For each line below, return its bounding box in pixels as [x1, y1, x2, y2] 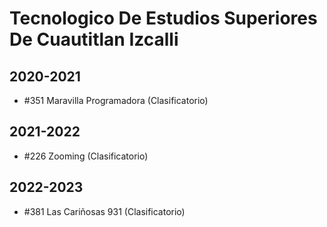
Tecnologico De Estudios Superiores [9, 7, 318, 30]
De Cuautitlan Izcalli [9, 28, 179, 51]
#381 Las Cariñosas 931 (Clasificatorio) [23, 205, 186, 217]
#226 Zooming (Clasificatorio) [23, 150, 149, 162]
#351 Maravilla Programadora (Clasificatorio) [23, 95, 209, 106]
